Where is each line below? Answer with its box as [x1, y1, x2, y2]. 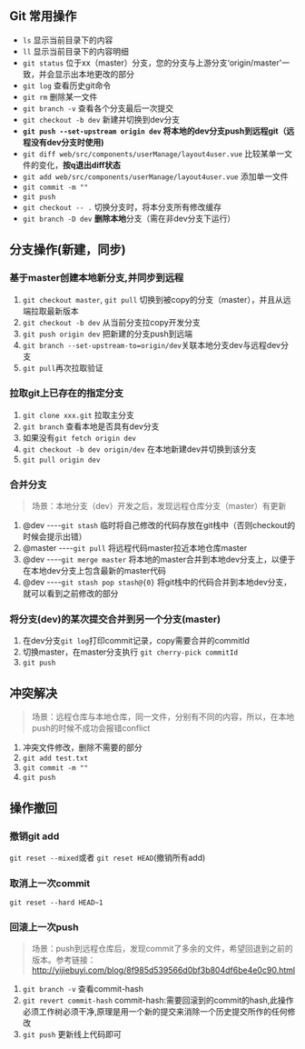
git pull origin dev [22, 455, 101, 465]
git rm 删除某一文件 [22, 91, 98, 102]
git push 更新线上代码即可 [22, 1029, 123, 1040]
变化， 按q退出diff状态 [38, 159, 121, 170]
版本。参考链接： [31, 954, 96, 965]
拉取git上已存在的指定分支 [9, 387, 124, 400]
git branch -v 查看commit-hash [22, 984, 143, 994]
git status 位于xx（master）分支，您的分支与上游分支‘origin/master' [22, 57, 282, 68]
